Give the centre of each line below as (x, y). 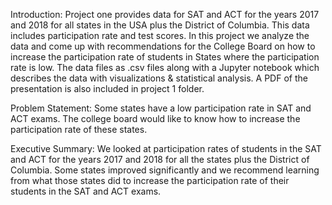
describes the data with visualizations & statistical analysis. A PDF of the (159, 78)
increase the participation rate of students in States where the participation (165, 57)
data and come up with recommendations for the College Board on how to (163, 46)
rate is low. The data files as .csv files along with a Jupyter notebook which (165, 67)
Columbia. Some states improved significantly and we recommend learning (165, 170)
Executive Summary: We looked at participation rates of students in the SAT (166, 148)
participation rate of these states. (79, 129)
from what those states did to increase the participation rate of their (150, 180)
